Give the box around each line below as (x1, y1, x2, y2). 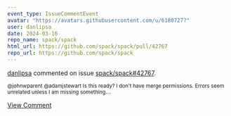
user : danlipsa (7, 23, 52, 30)
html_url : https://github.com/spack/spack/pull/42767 (7, 43, 169, 50)
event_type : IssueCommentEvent (7, 10, 99, 18)
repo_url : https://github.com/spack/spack (7, 50, 133, 57)
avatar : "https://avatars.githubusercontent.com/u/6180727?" (7, 17, 190, 24)
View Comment (7, 101, 52, 109)
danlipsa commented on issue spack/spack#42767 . (7, 68, 157, 77)
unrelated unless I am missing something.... (7, 89, 112, 96)
